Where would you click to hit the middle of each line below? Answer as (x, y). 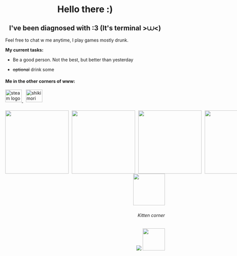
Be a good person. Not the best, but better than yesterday (73, 60)
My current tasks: (25, 50)
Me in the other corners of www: (40, 81)
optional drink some (33, 70)
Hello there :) (85, 9)
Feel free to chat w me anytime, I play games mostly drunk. (67, 40)
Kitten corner (151, 216)
